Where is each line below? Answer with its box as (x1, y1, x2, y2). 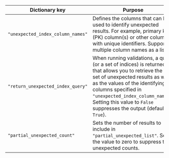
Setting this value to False (92, 99, 154, 105)
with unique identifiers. (92, 40, 147, 47)
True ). (92, 111, 107, 118)
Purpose (123, 7, 144, 13)
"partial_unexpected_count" (8, 133, 75, 138)
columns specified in (92, 86, 142, 93)
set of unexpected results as (92, 73, 160, 80)
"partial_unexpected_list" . (92, 132, 158, 139)
